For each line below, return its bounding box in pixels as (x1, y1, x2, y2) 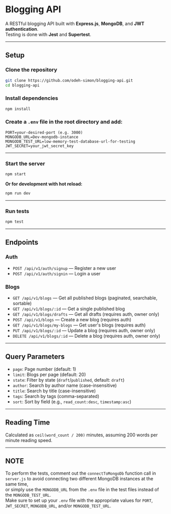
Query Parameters (5, 353, 65, 361)
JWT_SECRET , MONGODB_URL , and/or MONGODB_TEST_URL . (5, 503, 111, 509)
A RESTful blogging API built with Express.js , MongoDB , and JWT (5, 20, 145, 27)
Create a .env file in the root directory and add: (5, 119, 123, 126)
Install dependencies (5, 95, 59, 102)
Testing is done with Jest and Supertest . (5, 31, 92, 37)
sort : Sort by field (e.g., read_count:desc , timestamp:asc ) (12, 399, 131, 405)
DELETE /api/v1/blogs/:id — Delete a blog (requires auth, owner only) (12, 333, 160, 339)
